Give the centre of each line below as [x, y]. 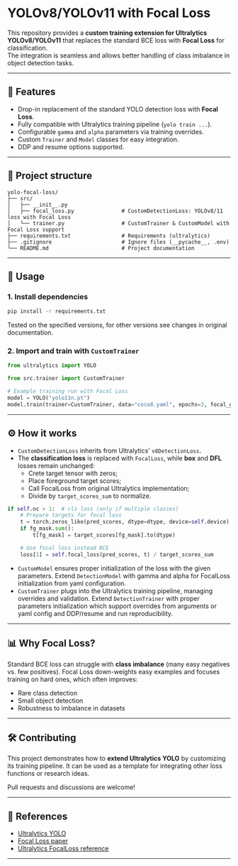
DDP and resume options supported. [71, 146]
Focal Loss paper [43, 841]
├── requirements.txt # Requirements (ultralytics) [109, 236]
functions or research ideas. [49, 774]
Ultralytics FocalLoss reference [63, 849]
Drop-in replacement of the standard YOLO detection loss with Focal [118, 109]
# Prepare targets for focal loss [71, 515]
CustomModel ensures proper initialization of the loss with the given [114, 568]
